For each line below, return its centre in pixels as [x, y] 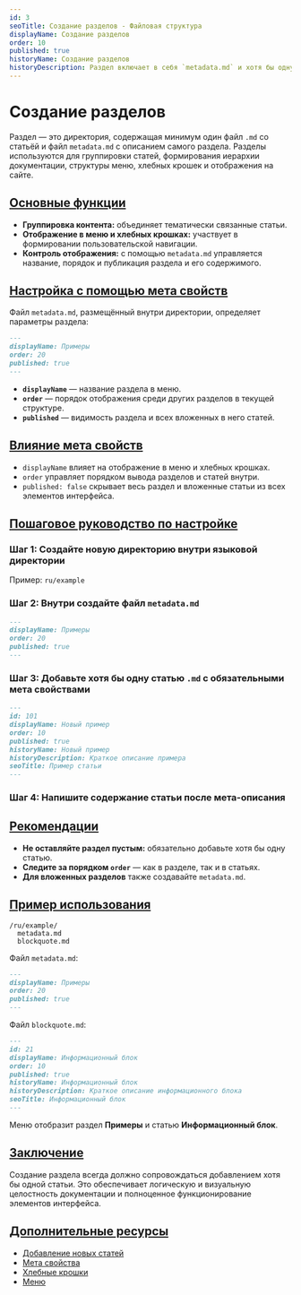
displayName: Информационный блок [74, 1058]
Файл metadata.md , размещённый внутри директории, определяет [135, 312]
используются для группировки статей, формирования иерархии [134, 155]
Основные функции [68, 203]
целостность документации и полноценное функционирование [131, 1194]
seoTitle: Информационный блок [68, 1100]
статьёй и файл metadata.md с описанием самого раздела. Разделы [138, 146]
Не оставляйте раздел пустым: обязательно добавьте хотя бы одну [154, 848]
